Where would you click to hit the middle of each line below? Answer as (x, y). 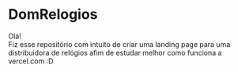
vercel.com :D (31, 61)
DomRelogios (53, 14)
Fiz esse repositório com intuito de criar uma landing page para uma (119, 44)
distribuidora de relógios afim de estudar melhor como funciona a (115, 52)
